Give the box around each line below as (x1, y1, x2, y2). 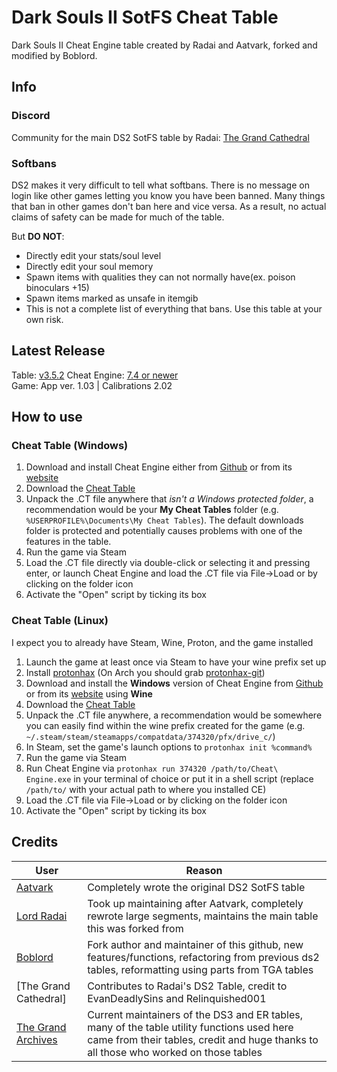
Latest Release (11, 342, 106, 360)
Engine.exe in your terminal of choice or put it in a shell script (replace (25, 772, 314, 785)
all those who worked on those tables (87, 1045, 263, 1059)
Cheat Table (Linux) (11, 614, 109, 628)
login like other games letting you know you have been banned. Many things (11, 189, 326, 201)
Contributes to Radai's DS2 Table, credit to (87, 979, 288, 993)
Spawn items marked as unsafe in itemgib (25, 292, 199, 304)
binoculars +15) (25, 281, 90, 293)
